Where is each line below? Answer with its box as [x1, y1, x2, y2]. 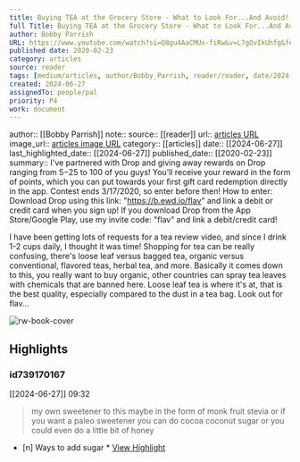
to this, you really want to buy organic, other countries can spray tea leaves [9, 270, 287, 281]
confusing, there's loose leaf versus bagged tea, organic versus [9, 251, 245, 262]
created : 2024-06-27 [9, 80, 87, 88]
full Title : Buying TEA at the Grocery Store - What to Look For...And [9, 21, 281, 30]
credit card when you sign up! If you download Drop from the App [9, 205, 252, 215]
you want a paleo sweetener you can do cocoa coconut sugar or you [30, 415, 285, 425]
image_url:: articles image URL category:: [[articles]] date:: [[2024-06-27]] [9, 139, 283, 149]
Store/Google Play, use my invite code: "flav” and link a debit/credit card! [9, 214, 279, 225]
